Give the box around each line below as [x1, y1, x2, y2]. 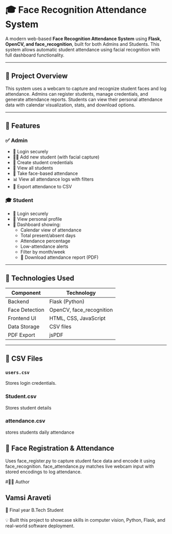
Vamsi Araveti [5, 493, 51, 502]
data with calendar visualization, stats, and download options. [5, 101, 136, 108]
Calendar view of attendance [20, 227, 82, 233]
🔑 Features [5, 121, 40, 130]
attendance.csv [5, 417, 46, 424]
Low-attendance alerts [20, 243, 69, 250]
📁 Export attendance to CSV [12, 184, 72, 190]
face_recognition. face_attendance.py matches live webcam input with [5, 463, 154, 469]
